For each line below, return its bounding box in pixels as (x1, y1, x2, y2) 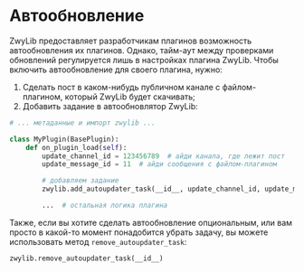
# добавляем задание (42, 176, 119, 185)
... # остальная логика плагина (42, 201, 168, 211)
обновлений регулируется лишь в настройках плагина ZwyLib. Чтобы (9, 54, 279, 65)
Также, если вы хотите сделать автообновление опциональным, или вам (9, 217, 292, 228)
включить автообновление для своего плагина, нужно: (9, 64, 223, 75)
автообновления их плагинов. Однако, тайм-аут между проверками (9, 44, 274, 55)
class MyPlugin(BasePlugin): (9, 135, 119, 144)
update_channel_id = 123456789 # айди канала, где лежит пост (42, 151, 285, 161)
